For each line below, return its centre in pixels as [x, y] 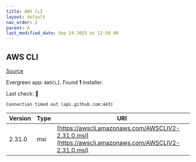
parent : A [18, 28]
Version [20, 118]
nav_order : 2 [22, 22]
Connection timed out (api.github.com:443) [60, 104]
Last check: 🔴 [22, 94]
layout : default [26, 17]
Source [15, 71]
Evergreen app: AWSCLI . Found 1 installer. [55, 82]
